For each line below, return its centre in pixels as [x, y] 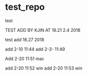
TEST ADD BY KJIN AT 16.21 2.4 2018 [43, 30]
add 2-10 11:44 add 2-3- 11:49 [35, 49]
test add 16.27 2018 [25, 39]
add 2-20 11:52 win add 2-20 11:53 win [44, 68]
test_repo [25, 7]
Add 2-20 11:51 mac [25, 58]
